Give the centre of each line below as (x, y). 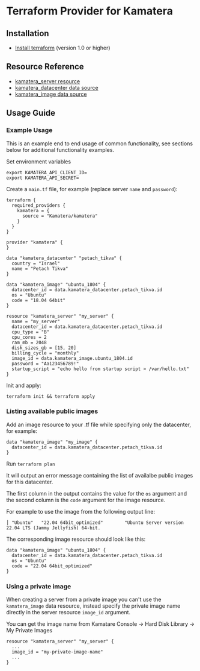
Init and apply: (24, 385)
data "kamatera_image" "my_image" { (52, 442)
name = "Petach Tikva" (40, 269)
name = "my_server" (36, 321)
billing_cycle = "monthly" (45, 353)
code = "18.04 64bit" (39, 300)
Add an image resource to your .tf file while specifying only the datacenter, (98, 424)
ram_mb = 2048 (29, 342)
